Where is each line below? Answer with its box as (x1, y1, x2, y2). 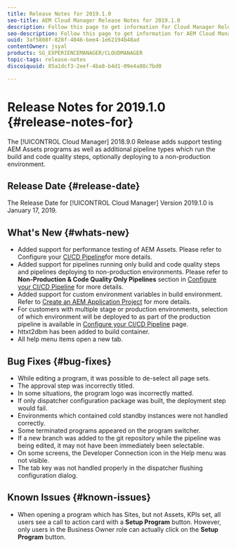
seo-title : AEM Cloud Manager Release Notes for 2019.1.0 (7, 17, 181, 24)
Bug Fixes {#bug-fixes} (7, 355, 112, 367)
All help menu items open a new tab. (17, 335, 123, 343)
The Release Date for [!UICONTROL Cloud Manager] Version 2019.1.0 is (7, 198, 214, 208)
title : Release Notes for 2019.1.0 (7, 10, 112, 18)
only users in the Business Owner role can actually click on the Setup (17, 525, 219, 533)
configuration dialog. (17, 471, 78, 479)
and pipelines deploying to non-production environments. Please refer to (17, 268, 228, 276)
